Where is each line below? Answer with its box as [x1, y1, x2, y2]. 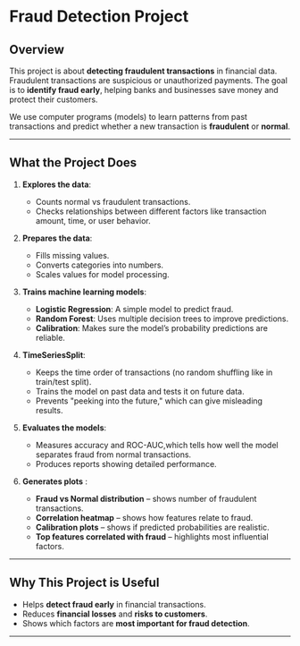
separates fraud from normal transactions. [35, 449, 192, 460]
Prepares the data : [21, 233, 93, 243]
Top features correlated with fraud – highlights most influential [35, 531, 270, 542]
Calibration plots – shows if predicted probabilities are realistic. [35, 522, 270, 532]
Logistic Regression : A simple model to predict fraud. [35, 303, 234, 314]
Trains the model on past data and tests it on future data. [35, 386, 245, 396]
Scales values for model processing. [35, 268, 170, 279]
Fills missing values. [35, 250, 110, 260]
